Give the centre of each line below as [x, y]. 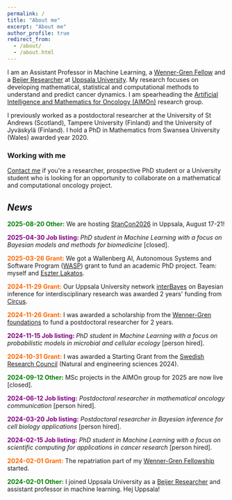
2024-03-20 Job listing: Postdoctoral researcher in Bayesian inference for [115, 419]
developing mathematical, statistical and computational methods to [103, 87]
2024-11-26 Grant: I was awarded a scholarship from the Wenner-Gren [109, 314]
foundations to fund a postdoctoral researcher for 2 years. [90, 322]
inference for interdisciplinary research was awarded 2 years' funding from [115, 293]
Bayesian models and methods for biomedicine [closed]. [88, 245]
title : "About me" [34, 20]
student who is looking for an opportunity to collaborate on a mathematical [114, 178]
